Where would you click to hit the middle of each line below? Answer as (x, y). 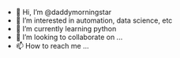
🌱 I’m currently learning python (66, 29)
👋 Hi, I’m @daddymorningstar (64, 12)
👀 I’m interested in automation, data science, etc (94, 20)
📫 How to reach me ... (52, 46)
